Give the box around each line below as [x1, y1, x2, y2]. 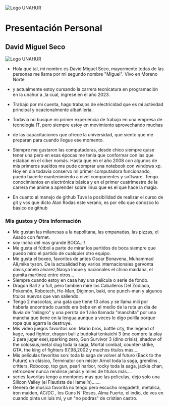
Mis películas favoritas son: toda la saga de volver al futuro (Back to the [12, 352, 161, 359]
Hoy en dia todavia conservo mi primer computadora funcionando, [12, 168, 151, 174]
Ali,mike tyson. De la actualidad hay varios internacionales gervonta [12, 261, 154, 267]
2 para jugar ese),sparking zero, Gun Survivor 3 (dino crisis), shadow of [12, 336, 162, 342]
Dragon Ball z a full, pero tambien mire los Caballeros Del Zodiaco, [12, 283, 151, 289]
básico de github [12, 205, 48, 211]
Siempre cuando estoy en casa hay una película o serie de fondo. [12, 277, 149, 283]
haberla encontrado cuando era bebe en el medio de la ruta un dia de [12, 304, 157, 310]
